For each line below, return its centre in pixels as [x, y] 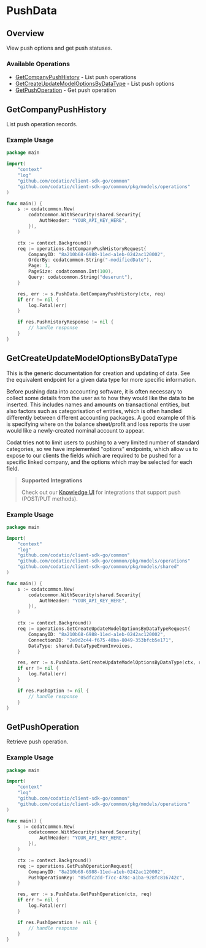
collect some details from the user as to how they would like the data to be [100, 398]
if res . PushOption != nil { [53, 691]
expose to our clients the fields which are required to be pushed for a [93, 455]
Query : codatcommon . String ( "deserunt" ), [81, 277]
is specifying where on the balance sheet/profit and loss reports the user [98, 424]
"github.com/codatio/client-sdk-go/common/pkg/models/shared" [98, 567]
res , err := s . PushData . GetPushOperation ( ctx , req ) [85, 894]
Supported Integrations [52, 480]
